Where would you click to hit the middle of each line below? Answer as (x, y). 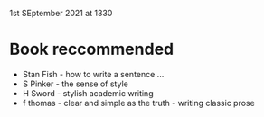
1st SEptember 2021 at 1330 (61, 13)
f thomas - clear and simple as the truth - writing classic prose (138, 103)
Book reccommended (92, 49)
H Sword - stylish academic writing (88, 93)
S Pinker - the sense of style (75, 84)
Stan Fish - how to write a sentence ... (93, 74)
